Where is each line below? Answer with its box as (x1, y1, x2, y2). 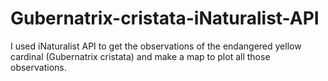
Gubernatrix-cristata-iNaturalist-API (10, 7, 320, 30)
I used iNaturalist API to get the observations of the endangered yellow (10, 40, 302, 52)
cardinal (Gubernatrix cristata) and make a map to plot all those (10, 50, 271, 62)
